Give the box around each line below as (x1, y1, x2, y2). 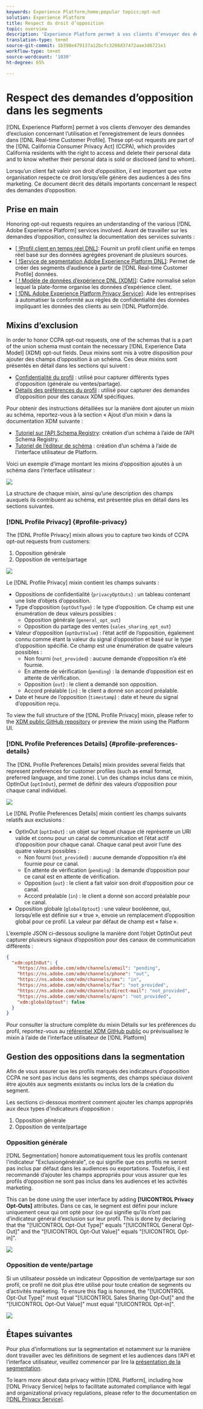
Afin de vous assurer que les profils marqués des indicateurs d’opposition (6, 1068, 190, 1075)
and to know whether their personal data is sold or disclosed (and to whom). (6, 155, 196, 163)
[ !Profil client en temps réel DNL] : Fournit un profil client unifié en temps (14, 245, 196, 252)
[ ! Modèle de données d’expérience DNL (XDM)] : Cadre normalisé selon (14, 277, 196, 284)
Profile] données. (14, 270, 59, 278)
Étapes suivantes (6, 1329, 73, 1339)
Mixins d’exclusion (6, 320, 79, 330)
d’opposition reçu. (14, 700, 60, 708)
